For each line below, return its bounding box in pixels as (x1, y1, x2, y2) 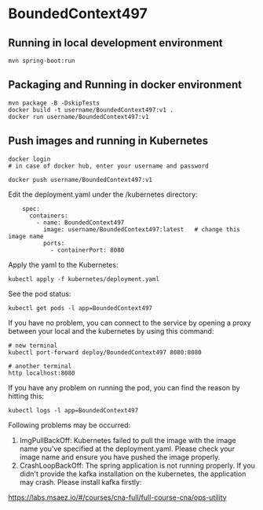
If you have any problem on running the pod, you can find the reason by (8, 382, 241, 392)
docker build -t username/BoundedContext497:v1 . (8, 105, 174, 114)
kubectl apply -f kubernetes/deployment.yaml (8, 275, 159, 283)
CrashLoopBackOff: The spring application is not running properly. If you (19, 460, 255, 470)
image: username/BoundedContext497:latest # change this (42, 225, 241, 233)
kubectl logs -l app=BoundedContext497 (8, 406, 139, 414)
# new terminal (8, 342, 58, 349)
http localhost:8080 (8, 369, 76, 377)
